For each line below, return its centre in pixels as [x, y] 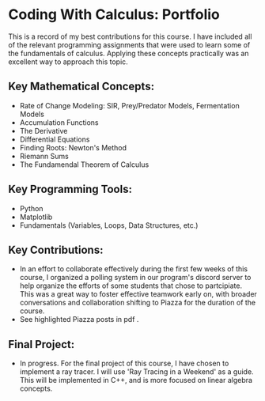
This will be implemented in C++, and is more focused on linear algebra [136, 380]
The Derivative [44, 131]
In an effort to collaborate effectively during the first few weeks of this [133, 269]
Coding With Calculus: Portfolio [114, 15]
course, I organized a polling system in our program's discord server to [135, 278]
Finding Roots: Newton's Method [73, 147]
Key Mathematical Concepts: [81, 87]
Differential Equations [55, 139]
